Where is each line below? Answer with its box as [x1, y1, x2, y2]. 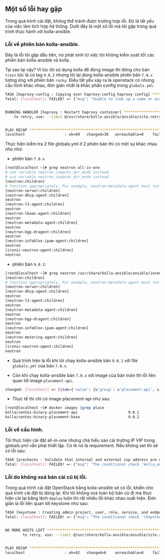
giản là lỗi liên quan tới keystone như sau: [5, 500, 88, 506]
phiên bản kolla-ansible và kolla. [5, 57, 70, 63]
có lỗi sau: [5, 448, 26, 454]
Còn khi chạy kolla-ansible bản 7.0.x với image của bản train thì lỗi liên [12, 372, 156, 378]
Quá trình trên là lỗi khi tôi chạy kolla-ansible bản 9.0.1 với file [12, 358, 138, 363]
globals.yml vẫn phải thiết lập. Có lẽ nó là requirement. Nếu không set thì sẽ [5, 443, 158, 449]
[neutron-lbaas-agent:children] [5, 211, 71, 216]
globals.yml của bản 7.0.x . [12, 362, 68, 368]
